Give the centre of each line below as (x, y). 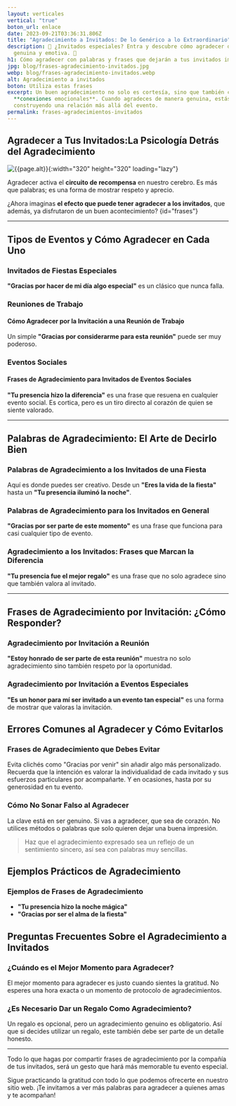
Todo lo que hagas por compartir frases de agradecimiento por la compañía (117, 1059)
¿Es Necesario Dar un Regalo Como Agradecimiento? (99, 1009)
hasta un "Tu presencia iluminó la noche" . (70, 492)
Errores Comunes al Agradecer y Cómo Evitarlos (115, 729)
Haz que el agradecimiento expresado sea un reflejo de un (109, 842)
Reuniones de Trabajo (45, 304)
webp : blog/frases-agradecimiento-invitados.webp (81, 73)
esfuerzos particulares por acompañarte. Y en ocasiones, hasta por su (110, 780)
